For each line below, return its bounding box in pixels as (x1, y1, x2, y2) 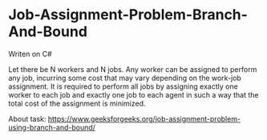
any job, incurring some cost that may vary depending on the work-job (8, 73, 242, 82)
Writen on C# (8, 49, 52, 58)
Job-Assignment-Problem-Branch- (8, 6, 249, 24)
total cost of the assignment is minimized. (8, 98, 146, 108)
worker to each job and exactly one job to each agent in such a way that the (8, 90, 259, 99)
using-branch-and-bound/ (8, 122, 96, 132)
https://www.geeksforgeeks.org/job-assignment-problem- (47, 114, 241, 123)
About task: (8, 114, 47, 123)
